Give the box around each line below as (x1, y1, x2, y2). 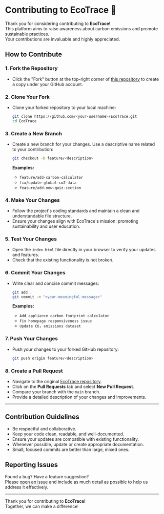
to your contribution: (12, 146, 54, 152)
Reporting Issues (5, 461, 58, 469)
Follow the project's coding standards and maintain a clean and (12, 208, 140, 214)
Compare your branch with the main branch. (12, 388, 101, 395)
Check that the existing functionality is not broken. (12, 257, 114, 263)
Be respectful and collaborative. (12, 426, 77, 431)
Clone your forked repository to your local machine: (12, 105, 116, 110)
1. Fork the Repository (5, 65, 58, 72)
